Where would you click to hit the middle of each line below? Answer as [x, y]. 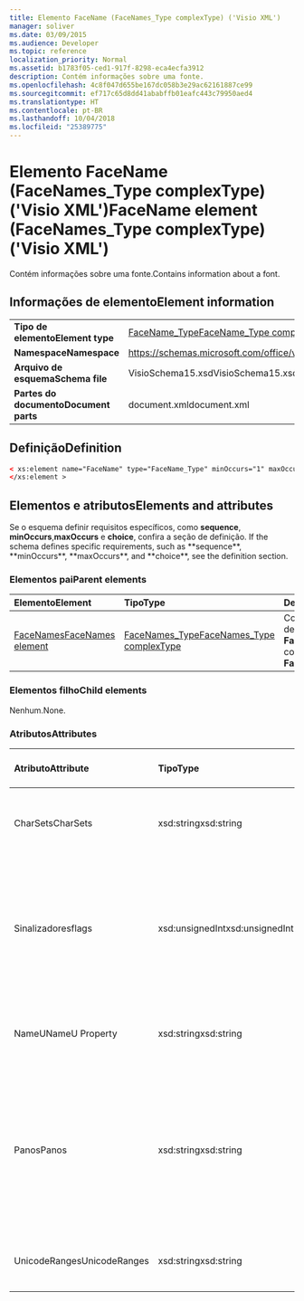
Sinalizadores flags [53, 928]
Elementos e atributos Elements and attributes [142, 505]
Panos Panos [41, 1150]
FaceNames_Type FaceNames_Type [199, 635]
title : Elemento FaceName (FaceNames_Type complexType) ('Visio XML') [145, 18]
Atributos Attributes [53, 734]
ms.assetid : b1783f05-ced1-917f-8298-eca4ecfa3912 [107, 69]
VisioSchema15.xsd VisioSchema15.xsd [213, 373]
